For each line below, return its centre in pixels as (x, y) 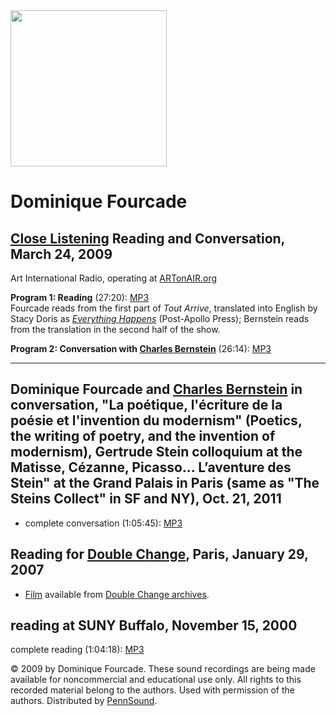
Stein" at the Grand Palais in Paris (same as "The (165, 483)
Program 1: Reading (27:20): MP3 (80, 297)
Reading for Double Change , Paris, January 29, (159, 554)
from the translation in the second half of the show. (115, 329)
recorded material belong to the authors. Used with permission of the (152, 690)
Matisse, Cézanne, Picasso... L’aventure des (151, 467)
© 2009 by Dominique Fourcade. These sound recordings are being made (163, 669)
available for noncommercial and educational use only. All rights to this (156, 680)
